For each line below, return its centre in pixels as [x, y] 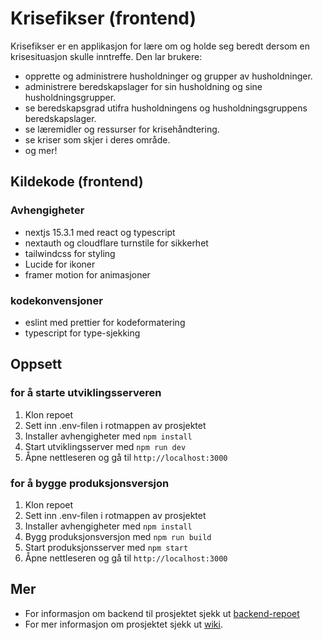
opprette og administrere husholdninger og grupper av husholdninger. [168, 76]
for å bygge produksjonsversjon [90, 483]
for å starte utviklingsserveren [86, 393]
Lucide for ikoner [60, 264]
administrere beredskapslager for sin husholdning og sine [143, 86]
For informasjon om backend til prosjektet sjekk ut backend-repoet [162, 613]
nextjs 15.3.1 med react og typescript [100, 232]
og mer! [41, 150]
